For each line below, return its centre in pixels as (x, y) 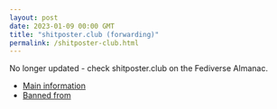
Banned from (46, 95)
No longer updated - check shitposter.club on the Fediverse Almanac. (139, 68)
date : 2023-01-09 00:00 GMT (62, 26)
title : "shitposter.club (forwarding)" (84, 34)
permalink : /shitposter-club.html (74, 43)
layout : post (34, 18)
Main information (54, 86)
